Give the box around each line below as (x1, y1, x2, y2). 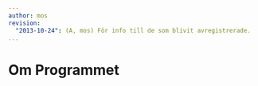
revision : (8, 19, 41, 27)
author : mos (8, 11, 48, 20)
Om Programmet (8, 61, 119, 79)
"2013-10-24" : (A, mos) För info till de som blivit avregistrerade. (15, 26, 251, 34)
